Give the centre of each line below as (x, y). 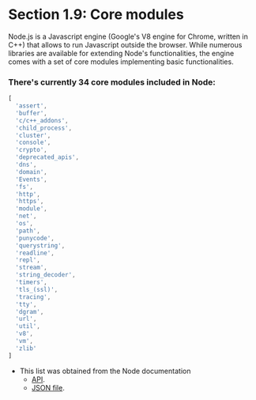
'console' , (33, 143)
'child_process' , (44, 128)
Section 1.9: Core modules (96, 15)
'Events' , (31, 179)
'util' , (28, 326)
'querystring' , (40, 245)
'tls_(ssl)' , (37, 289)
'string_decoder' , (46, 275)
